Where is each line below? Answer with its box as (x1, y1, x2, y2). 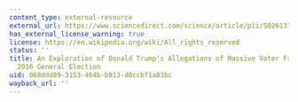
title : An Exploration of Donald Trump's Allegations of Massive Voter (9, 54, 279, 63)
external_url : (9, 21, 62, 30)
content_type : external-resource (9, 12, 133, 22)
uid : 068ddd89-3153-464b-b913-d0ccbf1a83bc (9, 71, 173, 80)
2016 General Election (17, 63, 101, 72)
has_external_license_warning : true (9, 29, 145, 38)
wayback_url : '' (9, 79, 69, 88)
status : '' (9, 46, 50, 55)
